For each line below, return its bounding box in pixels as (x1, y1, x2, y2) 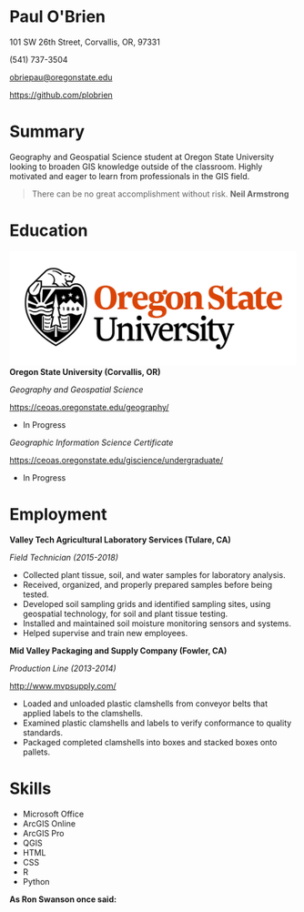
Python (22, 876, 50, 887)
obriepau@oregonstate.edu (9, 71, 113, 83)
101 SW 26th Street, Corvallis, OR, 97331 (9, 36, 161, 47)
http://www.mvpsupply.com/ (9, 681, 117, 692)
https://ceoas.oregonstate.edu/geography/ (9, 402, 170, 413)
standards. (22, 727, 64, 738)
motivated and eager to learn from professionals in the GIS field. (9, 170, 250, 181)
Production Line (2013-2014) (9, 663, 117, 674)
